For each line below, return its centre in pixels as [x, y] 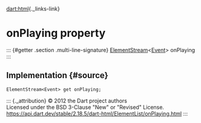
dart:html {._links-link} [33, 9]
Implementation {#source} [58, 75]
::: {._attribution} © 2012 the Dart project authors [67, 101]
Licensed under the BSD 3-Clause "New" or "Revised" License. [85, 107]
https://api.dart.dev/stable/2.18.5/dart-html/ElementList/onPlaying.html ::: [97, 113]
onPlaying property [56, 33]
